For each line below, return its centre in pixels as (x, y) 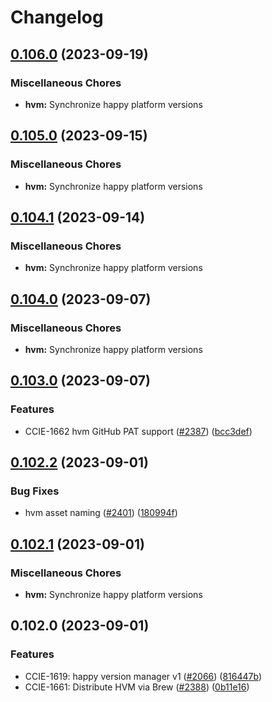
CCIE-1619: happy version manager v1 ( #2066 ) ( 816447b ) (143, 676)
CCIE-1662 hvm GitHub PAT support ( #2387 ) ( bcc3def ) (138, 431)
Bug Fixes (35, 491)
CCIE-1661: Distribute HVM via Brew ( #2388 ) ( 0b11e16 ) (137, 687)
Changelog (57, 17)
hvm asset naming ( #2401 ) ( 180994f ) (101, 513)
